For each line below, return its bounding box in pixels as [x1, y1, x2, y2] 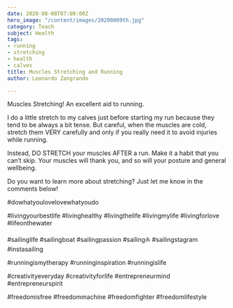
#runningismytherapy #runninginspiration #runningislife [7, 259, 167, 267]
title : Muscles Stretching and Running [7, 68, 123, 75]
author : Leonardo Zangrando [7, 74, 89, 82]
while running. [7, 136, 48, 144]
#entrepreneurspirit [7, 279, 63, 288]
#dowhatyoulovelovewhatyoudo [7, 198, 99, 206]
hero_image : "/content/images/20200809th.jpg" [7, 17, 145, 24]
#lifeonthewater [7, 219, 53, 227]
